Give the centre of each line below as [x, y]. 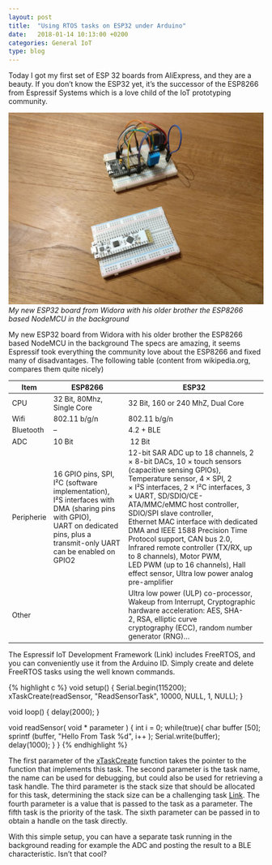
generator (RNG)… [159, 636]
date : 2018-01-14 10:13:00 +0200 [68, 34]
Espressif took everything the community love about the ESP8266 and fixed [135, 352]
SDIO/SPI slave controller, [171, 513]
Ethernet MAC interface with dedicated [193, 521]
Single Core [73, 407]
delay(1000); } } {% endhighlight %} [68, 745]
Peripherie [29, 517]
